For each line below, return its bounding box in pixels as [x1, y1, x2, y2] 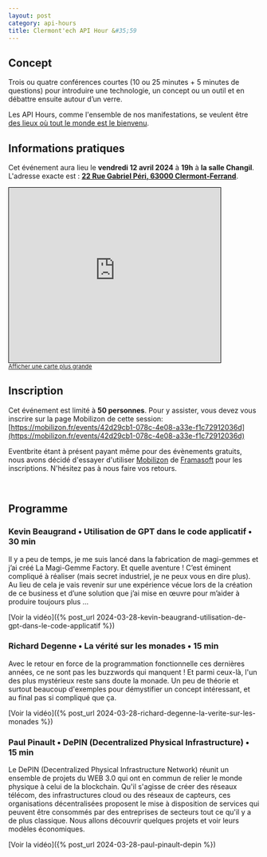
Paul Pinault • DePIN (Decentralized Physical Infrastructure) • [8, 736, 249, 747]
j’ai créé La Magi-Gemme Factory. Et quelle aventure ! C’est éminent [8, 563, 231, 572]
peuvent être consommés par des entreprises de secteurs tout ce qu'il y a [8, 807, 252, 817]
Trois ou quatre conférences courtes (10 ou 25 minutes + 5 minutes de [8, 78, 240, 87]
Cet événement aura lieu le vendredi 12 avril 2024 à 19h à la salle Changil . [8, 163, 255, 172]
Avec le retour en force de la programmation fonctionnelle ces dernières [8, 659, 245, 668]
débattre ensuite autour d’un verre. [8, 94, 123, 104]
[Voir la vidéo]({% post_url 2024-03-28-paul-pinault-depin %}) [8, 840, 217, 850]
